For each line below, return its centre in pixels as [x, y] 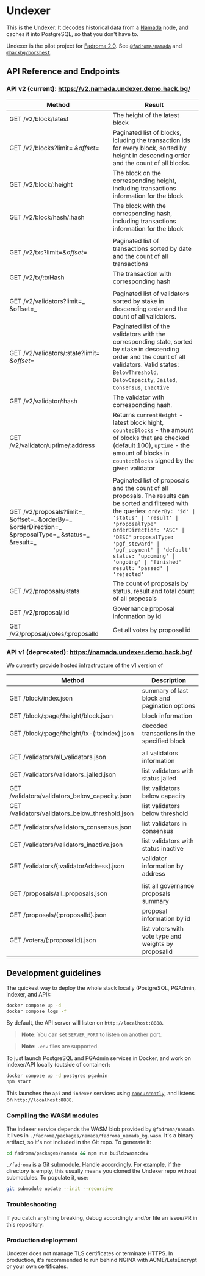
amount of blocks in [141, 453]
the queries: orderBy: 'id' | [154, 511]
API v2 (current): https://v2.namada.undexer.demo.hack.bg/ [99, 89]
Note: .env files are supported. [60, 1047]
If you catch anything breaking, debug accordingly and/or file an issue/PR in [102, 1217]
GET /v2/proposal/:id [39, 612]
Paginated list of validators [151, 294]
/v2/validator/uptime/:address [52, 445]
